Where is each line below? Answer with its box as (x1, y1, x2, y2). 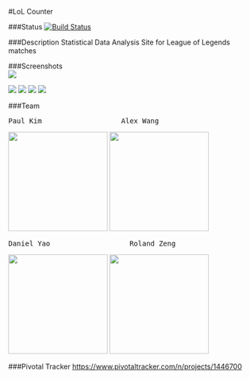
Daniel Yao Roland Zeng (8, 239, 176, 248)
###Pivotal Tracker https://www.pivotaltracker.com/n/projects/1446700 (8, 362, 242, 371)
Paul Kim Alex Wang (8, 117, 160, 126)
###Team (8, 101, 40, 110)
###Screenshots (8, 61, 63, 71)
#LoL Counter (8, 7, 54, 16)
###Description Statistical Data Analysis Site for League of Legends (8, 37, 230, 47)
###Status (8, 22, 43, 31)
